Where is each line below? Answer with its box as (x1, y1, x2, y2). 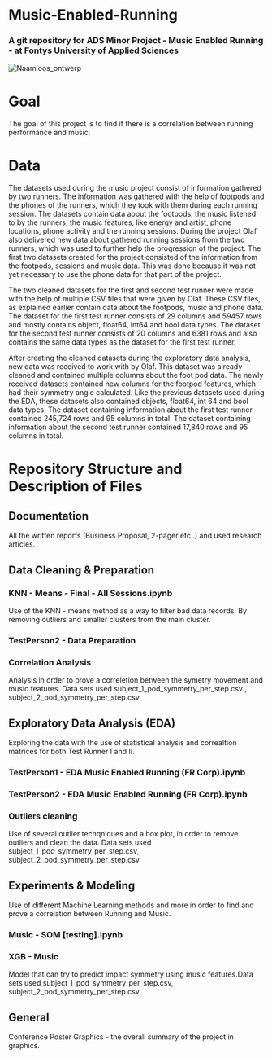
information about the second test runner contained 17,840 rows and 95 (8, 422, 248, 432)
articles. (8, 539, 36, 549)
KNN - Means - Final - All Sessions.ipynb (8, 587, 173, 599)
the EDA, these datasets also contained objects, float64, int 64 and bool (8, 397, 249, 406)
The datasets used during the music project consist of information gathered (8, 183, 261, 193)
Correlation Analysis (8, 656, 92, 668)
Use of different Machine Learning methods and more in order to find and (8, 900, 254, 910)
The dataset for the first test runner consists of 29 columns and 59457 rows (8, 311, 262, 321)
